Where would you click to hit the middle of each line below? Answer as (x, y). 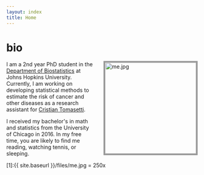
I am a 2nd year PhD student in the (49, 64)
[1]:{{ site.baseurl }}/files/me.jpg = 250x (56, 165)
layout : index (24, 12)
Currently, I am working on (39, 84)
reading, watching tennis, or (41, 147)
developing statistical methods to (48, 90)
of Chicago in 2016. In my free (44, 134)
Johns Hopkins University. (39, 77)
